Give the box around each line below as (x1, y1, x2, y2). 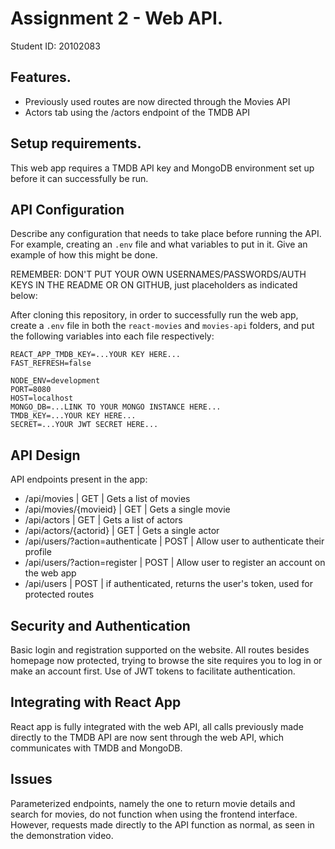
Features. (10, 69, 72, 86)
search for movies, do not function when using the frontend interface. (10, 808, 298, 820)
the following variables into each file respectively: (10, 330, 215, 342)
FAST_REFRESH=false (10, 358, 92, 369)
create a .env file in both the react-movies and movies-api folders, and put (10, 320, 315, 332)
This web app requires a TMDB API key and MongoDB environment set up (10, 162, 315, 174)
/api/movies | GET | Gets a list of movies (24, 493, 191, 505)
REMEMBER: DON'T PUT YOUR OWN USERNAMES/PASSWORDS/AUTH (10, 268, 307, 281)
